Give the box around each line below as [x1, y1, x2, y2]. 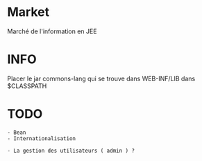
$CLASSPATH [7, 81, 47, 90]
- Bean [7, 129, 26, 136]
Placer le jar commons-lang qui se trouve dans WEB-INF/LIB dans [7, 74, 196, 83]
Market [7, 4, 50, 20]
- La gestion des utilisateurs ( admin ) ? [7, 147, 135, 154]
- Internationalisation [7, 135, 76, 142]
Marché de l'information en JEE [7, 27, 97, 35]
